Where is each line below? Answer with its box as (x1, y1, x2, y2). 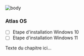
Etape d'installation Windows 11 (12, 35, 78, 41)
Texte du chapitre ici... (5, 45, 52, 51)
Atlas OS (5, 17, 27, 24)
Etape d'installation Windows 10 (12, 29, 79, 35)
